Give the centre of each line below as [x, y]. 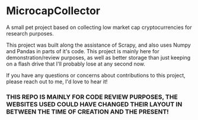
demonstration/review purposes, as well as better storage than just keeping [98, 57]
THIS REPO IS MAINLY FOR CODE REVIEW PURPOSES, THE [92, 97]
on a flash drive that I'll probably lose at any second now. [76, 64]
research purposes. [30, 33]
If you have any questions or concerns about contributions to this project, [96, 75]
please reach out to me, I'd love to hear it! [57, 82]
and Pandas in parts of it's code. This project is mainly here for [83, 51]
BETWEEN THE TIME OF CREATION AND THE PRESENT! [87, 112]
